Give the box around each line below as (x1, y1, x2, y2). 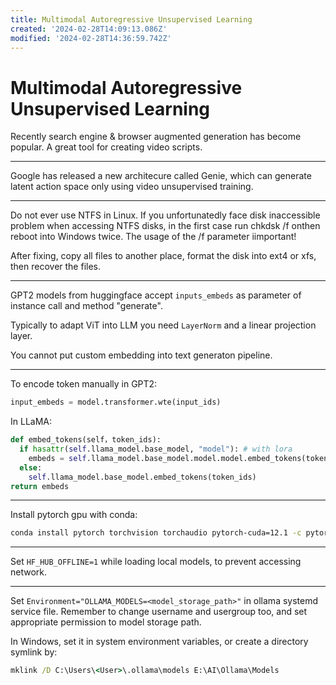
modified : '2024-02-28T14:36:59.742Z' (10, 33, 172, 43)
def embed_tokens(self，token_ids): (10, 435, 162, 445)
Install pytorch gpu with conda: (10, 509, 138, 521)
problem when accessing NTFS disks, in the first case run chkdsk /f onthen (10, 220, 321, 232)
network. (10, 566, 48, 578)
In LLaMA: (10, 416, 53, 428)
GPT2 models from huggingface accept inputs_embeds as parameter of (10, 289, 302, 301)
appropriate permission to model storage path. (10, 616, 202, 628)
